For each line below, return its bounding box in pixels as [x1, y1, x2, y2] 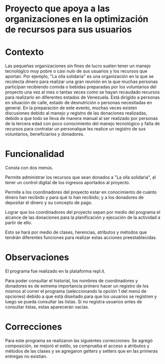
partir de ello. [5, 220, 33, 226]
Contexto [5, 46, 44, 58]
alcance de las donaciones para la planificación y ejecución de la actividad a [5, 214, 161, 220]
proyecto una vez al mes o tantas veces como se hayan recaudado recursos [5, 89, 160, 95]
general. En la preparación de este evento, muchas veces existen [5, 105, 137, 111]
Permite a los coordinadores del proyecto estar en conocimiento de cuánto [5, 189, 157, 195]
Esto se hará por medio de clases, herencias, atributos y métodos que [5, 229, 147, 235]
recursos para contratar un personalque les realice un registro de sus [5, 126, 146, 132]
